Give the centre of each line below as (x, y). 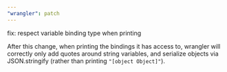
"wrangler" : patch (33, 13)
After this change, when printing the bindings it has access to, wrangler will (114, 46)
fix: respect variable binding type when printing (74, 33)
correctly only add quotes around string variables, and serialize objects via (113, 53)
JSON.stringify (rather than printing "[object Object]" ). (86, 61)
